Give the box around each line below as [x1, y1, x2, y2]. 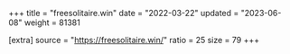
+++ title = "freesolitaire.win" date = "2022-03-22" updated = [8, 8, 239, 18]
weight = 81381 [23, 17, 80, 28]
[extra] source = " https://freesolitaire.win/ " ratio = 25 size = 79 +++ [8, 35, 260, 45]
